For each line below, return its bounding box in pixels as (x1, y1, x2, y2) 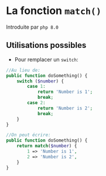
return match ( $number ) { (16, 143, 77, 149)
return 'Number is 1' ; (37, 89, 93, 95)
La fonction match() (6, 4, 101, 18)
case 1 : (27, 84, 46, 89)
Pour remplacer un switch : (14, 56, 78, 63)
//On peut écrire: (6, 132, 51, 138)
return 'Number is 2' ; (37, 105, 93, 111)
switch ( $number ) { (16, 78, 64, 84)
